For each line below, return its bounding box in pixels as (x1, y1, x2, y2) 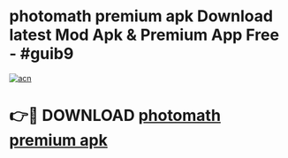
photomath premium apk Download (9, 6, 274, 26)
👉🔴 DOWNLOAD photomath (9, 106, 221, 125)
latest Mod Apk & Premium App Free (9, 25, 280, 45)
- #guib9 (9, 44, 74, 64)
